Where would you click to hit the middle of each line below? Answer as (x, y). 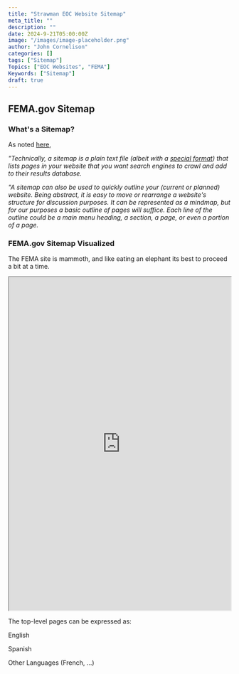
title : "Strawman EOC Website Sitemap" (67, 14)
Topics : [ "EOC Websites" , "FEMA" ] (59, 67)
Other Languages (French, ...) (51, 663)
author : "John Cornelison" (48, 47)
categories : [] (31, 54)
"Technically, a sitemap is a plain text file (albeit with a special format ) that (118, 159)
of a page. (23, 225)
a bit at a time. (29, 267)
